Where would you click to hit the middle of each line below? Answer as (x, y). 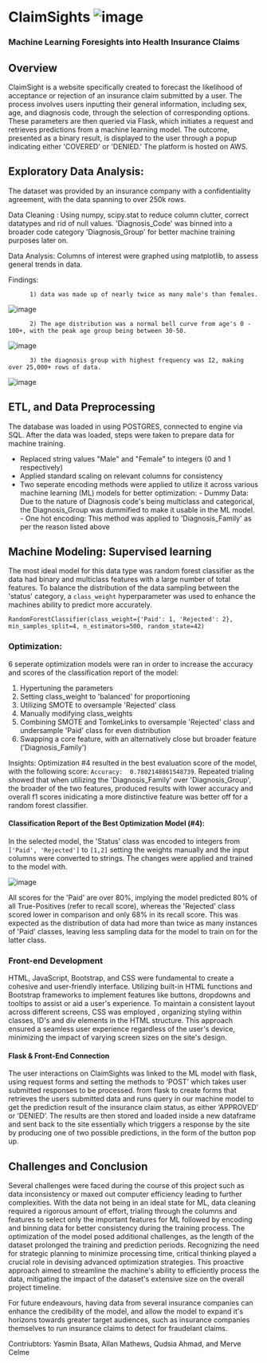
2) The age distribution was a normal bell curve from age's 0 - (140, 323)
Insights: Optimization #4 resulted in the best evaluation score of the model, (133, 763)
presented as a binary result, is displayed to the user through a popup (123, 138)
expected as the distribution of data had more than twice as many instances (133, 923)
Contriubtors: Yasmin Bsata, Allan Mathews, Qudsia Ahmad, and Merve (125, 1344)
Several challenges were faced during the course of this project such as (126, 1186)
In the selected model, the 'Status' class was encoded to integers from (124, 841)
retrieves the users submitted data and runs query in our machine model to (131, 1099)
